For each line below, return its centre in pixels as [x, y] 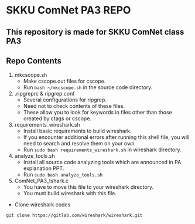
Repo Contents [34, 61]
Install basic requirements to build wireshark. [77, 131]
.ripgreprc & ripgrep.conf [45, 94]
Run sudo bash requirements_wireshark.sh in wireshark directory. [102, 150]
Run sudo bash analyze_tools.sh [63, 175]
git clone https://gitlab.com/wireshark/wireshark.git [74, 215]
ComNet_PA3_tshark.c [42, 181]
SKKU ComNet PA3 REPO [69, 10]
